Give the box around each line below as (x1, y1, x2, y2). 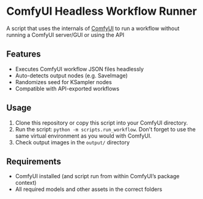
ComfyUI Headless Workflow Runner (6, 4, 197, 18)
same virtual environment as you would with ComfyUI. (15, 132, 152, 139)
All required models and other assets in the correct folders (15, 185, 163, 193)
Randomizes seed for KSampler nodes (15, 78, 112, 85)
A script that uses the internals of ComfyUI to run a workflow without (6, 25, 180, 32)
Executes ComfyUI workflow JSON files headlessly (15, 65, 144, 72)
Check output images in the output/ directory (15, 138, 130, 146)
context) (15, 179, 37, 187)
